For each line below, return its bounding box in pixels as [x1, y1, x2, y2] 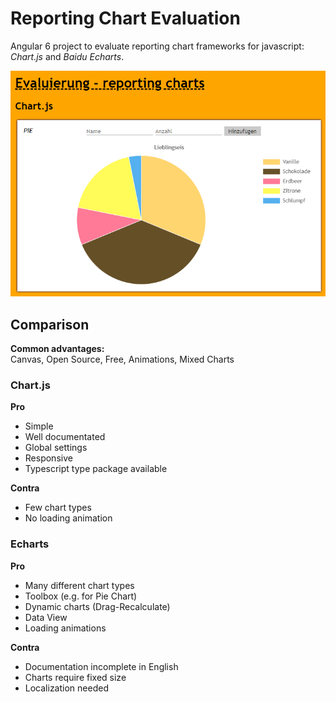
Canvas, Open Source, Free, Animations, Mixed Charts [10, 353, 235, 366]
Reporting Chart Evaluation [10, 7, 241, 30]
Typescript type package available [24, 463, 168, 475]
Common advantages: [10, 343, 105, 355]
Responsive [24, 452, 73, 464]
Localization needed [24, 682, 109, 694]
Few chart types [24, 502, 92, 514]
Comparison [10, 316, 90, 333]
